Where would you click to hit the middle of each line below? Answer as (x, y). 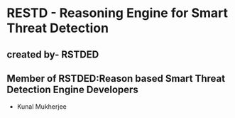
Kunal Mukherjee (42, 107)
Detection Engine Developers (73, 89)
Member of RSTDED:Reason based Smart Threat (116, 79)
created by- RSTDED (53, 54)
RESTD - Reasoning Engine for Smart (117, 13)
